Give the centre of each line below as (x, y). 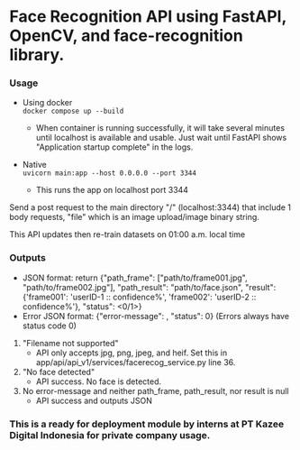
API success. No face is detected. (99, 381)
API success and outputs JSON (94, 400)
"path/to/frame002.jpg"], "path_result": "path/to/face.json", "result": (149, 287)
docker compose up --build (73, 111)
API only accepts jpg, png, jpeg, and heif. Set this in (132, 353)
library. (37, 55)
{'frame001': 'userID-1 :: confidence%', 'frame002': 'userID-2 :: (139, 297)
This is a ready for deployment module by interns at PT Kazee (147, 424)
